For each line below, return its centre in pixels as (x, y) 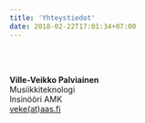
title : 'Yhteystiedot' (52, 18)
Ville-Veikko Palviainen (54, 79)
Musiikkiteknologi (42, 89)
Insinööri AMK (36, 99)
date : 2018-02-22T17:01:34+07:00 (73, 26)
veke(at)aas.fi (35, 108)
